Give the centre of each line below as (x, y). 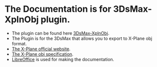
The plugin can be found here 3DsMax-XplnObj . (60, 33)
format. (19, 43)
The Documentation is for (58, 9)
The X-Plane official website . (41, 49)
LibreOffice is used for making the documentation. (63, 59)
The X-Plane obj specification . (42, 54)
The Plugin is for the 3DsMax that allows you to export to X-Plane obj (82, 38)
